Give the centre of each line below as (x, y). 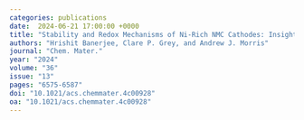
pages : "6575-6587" (46, 85)
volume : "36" (34, 69)
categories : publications (58, 18)
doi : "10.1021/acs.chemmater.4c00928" (82, 93)
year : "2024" (34, 60)
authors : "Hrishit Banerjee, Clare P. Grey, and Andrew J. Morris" (139, 43)
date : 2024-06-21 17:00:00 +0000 (75, 26)
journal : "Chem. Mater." (56, 51)
